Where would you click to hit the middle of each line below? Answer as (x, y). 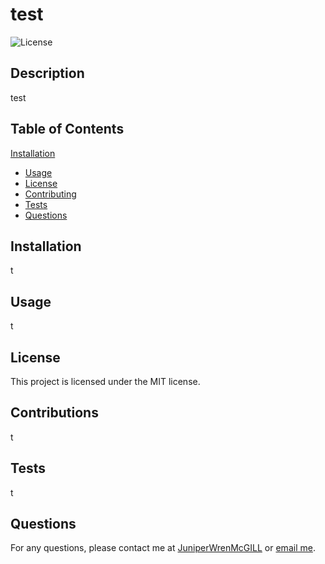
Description (47, 73)
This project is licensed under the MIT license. (105, 381)
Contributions (54, 413)
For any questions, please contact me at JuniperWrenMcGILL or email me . (163, 548)
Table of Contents (67, 129)
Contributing (50, 194)
